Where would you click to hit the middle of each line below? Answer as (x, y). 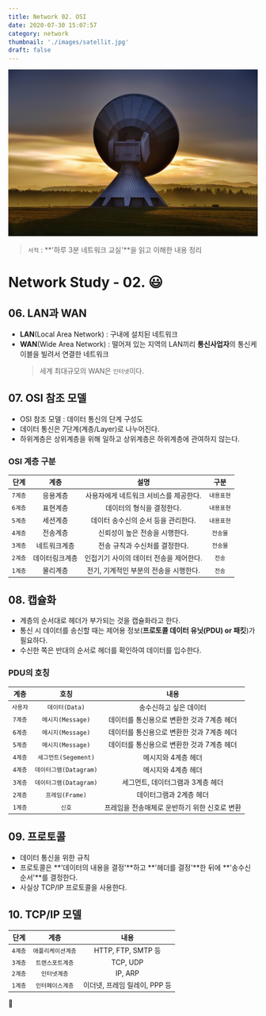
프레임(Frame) (66, 795)
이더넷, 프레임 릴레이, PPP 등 (127, 985)
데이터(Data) (66, 708)
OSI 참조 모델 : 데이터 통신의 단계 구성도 (82, 419)
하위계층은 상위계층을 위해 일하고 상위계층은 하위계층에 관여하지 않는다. (129, 439)
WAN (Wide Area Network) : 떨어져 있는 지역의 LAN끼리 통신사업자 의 (127, 344)
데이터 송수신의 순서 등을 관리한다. (143, 521)
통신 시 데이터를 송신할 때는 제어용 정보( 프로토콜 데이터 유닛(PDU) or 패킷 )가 (137, 630)
